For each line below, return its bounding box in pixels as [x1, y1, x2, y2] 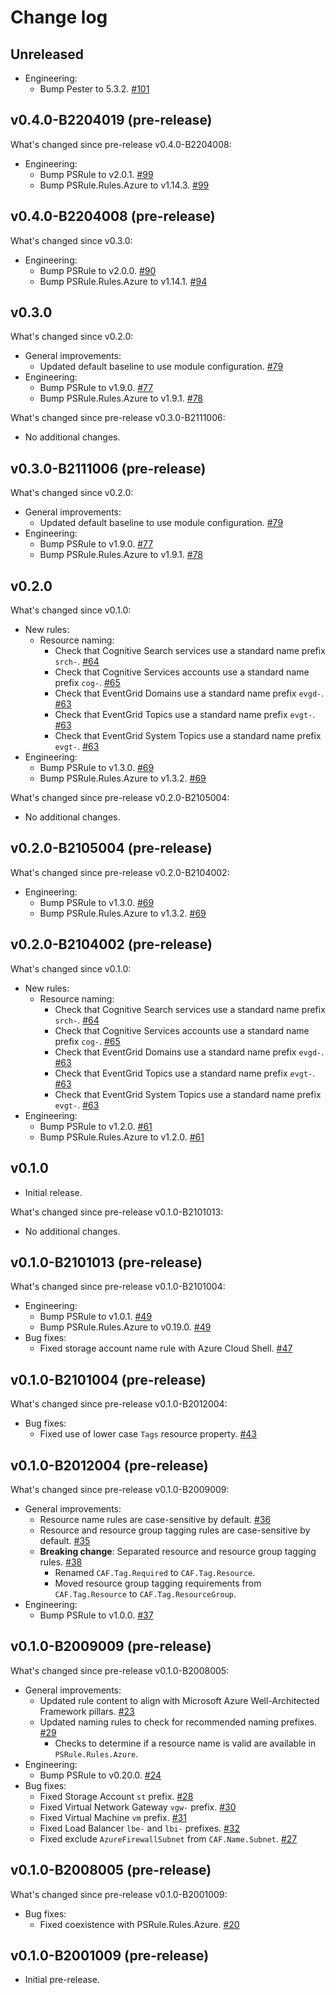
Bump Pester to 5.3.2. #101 [39, 83, 150, 95]
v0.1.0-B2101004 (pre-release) [10, 1371, 207, 1388]
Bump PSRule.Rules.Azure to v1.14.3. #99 [39, 179, 210, 191]
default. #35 [39, 1534, 91, 1546]
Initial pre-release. [24, 1974, 100, 1986]
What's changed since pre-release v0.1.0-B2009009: [10, 1483, 230, 1495]
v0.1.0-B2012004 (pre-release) [10, 1457, 209, 1474]
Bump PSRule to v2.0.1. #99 [39, 168, 154, 180]
